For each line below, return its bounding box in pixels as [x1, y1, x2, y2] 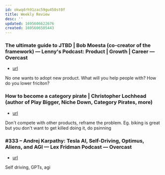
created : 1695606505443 [5, 26, 55, 31]
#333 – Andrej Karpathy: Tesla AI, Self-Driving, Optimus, [5, 137, 145, 144]
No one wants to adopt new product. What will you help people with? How [5, 75, 157, 81]
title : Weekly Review [5, 12, 50, 17]
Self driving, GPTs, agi [5, 164, 51, 171]
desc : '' [5, 16, 23, 21]
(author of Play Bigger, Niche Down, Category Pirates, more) [5, 99, 153, 106]
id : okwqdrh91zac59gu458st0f [5, 7, 65, 12]
